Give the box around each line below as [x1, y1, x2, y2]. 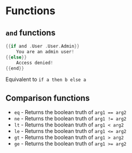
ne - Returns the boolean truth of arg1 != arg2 [14, 115, 127, 122]
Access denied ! [16, 60, 54, 66]
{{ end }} [5, 65, 25, 71]
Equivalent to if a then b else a [5, 76, 87, 83]
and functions [5, 28, 56, 38]
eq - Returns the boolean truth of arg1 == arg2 [14, 109, 127, 116]
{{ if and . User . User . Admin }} [5, 43, 80, 49]
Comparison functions [5, 93, 90, 103]
